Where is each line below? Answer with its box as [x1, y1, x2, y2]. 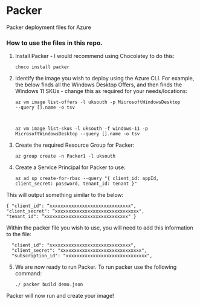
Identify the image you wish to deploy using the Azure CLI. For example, [15, 75, 195, 82]
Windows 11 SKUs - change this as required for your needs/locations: [15, 88, 187, 95]
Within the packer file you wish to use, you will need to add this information [6, 224, 193, 231]
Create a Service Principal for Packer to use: [15, 164, 126, 171]
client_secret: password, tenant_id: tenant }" [15, 181, 137, 187]
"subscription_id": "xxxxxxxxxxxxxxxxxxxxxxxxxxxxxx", [11, 253, 153, 259]
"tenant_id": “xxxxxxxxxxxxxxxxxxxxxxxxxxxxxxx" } [6, 214, 137, 220]
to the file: [6, 231, 31, 238]
